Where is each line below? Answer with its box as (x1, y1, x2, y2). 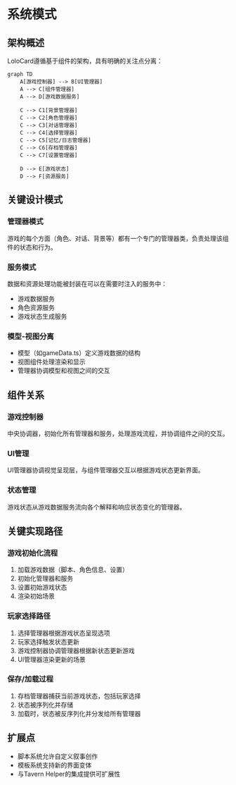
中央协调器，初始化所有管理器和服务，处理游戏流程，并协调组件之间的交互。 (7, 429, 229, 438)
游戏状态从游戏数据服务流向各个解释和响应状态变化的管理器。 (7, 502, 186, 511)
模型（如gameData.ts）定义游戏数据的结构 (17, 349, 141, 357)
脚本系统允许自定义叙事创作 (17, 752, 98, 760)
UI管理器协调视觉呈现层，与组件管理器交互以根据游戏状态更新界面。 (7, 466, 205, 474)
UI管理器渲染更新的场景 (17, 655, 86, 663)
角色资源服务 (17, 303, 55, 311)
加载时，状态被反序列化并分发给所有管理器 (17, 709, 141, 717)
